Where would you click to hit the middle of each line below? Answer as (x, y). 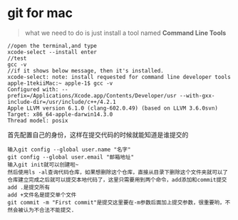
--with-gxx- (197, 95)
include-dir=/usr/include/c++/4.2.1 (62, 102)
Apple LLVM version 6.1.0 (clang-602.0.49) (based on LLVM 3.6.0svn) (113, 108)
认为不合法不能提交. (49, 210)
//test (17, 58)
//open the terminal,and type (52, 46)
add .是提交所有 (29, 187)
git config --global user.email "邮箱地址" (71, 157)
